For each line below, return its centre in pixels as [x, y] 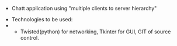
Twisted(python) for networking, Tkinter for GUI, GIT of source [96, 32]
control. [29, 38]
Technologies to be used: [42, 19]
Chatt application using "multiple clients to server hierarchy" [84, 8]
